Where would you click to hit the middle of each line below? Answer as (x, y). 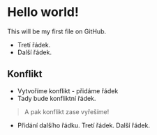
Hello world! (43, 12)
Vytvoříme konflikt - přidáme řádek (68, 90)
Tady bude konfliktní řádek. (57, 98)
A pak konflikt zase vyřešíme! (67, 111)
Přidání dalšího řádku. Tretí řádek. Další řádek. (83, 125)
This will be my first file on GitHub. (57, 31)
